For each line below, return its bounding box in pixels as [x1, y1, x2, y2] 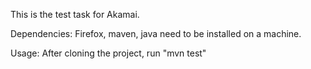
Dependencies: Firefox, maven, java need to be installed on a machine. [10, 28, 302, 39]
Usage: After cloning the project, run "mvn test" [10, 47, 207, 59]
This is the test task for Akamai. [10, 9, 140, 20]
